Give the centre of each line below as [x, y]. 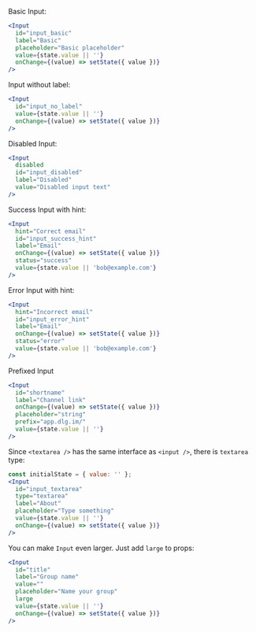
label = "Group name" [47, 577]
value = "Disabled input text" [63, 187]
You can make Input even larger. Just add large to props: [101, 548]
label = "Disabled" [44, 180]
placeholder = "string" [51, 415]
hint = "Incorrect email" [54, 312]
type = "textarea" [42, 496]
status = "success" [44, 261]
